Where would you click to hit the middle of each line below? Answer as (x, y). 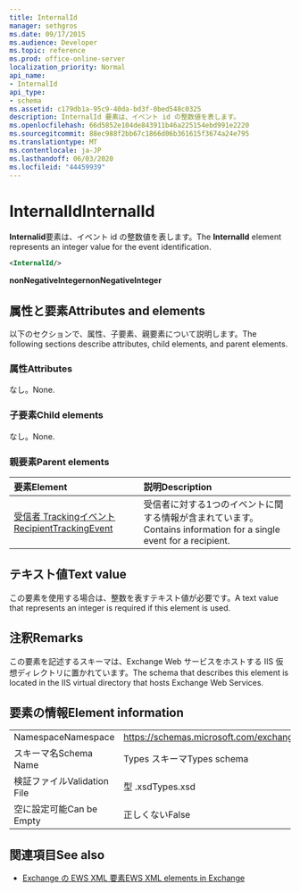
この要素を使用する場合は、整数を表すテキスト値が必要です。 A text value (144, 597)
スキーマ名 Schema (54, 754)
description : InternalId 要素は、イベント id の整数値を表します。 (125, 117)
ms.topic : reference (48, 51)
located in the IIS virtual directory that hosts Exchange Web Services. (137, 682)
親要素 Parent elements (59, 462)
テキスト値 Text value (68, 575)
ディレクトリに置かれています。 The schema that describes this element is (153, 672)
